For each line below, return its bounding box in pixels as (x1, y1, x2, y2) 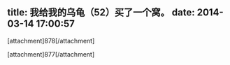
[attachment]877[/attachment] (7, 50, 95, 58)
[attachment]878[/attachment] (7, 36, 95, 45)
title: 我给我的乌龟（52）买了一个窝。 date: (7, 6, 196, 19)
